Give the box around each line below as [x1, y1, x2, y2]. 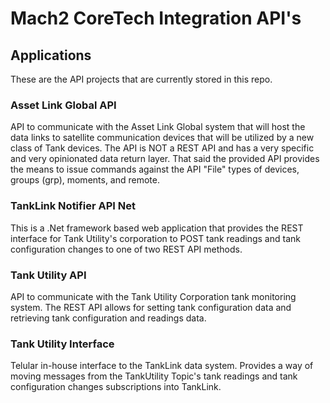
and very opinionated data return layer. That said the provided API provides [10, 153, 320, 165]
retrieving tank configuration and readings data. [10, 312, 207, 324]
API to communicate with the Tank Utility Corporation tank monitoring [10, 290, 297, 302]
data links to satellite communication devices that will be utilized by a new [10, 132, 315, 144]
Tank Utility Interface [10, 337, 115, 351]
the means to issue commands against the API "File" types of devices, [10, 163, 300, 176]
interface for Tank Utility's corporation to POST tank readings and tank [10, 232, 301, 244]
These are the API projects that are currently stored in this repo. [10, 73, 273, 85]
